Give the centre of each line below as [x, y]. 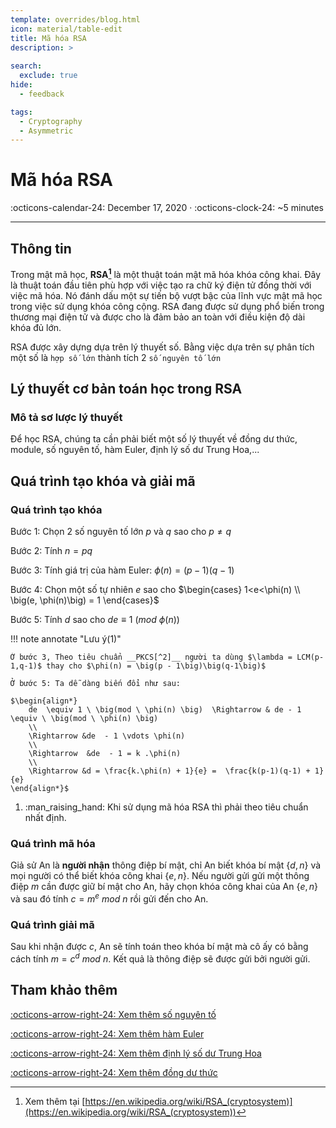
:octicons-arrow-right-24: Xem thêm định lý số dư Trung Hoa [136, 1053]
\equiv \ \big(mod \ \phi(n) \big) [84, 719]
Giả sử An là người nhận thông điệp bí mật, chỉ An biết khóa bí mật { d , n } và [166, 865]
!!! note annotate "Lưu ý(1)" [66, 639]
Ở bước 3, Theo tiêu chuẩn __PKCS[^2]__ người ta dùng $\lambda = [151, 657]
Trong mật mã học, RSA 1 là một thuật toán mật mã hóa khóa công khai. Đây [166, 273]
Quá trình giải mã [52, 924]
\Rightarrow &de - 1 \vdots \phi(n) [107, 736]
